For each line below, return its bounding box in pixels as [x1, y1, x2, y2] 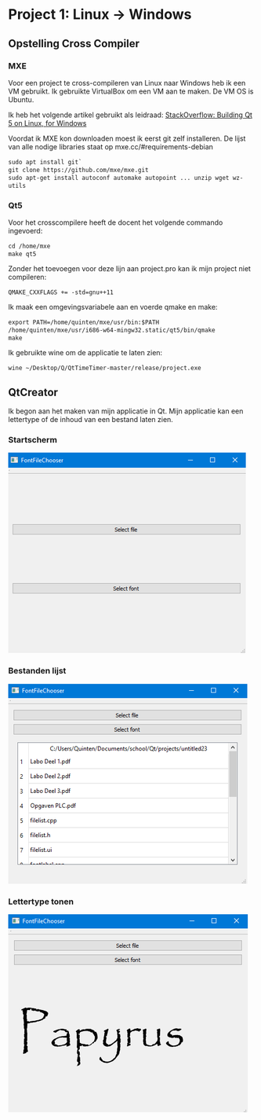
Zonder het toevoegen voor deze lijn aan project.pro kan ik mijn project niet [8, 264, 251, 274]
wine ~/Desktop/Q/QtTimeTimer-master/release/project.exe [8, 364, 201, 373]
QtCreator [8, 385, 59, 398]
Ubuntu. [8, 94, 34, 104]
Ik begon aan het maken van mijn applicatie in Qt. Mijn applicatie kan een [8, 406, 244, 416]
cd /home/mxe [8, 242, 51, 251]
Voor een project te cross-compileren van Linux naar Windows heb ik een [8, 78, 246, 87]
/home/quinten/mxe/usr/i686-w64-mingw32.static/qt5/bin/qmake [8, 326, 216, 335]
